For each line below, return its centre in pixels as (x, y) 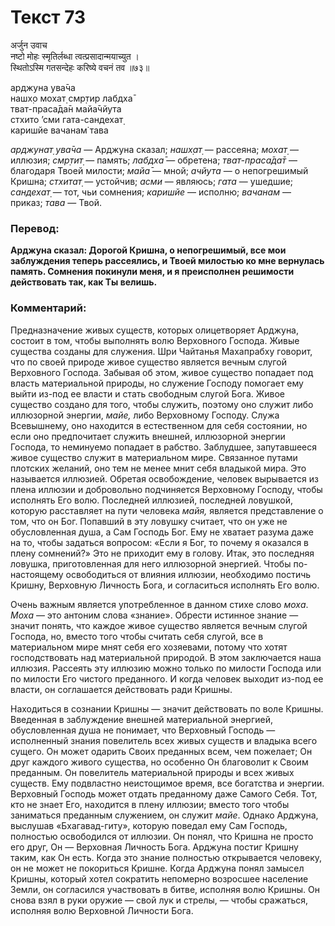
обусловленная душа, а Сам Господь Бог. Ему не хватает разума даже (162, 532)
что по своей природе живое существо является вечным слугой (148, 362)
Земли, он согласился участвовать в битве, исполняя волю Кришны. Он (165, 889)
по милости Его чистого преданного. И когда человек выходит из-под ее (167, 678)
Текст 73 (48, 17)
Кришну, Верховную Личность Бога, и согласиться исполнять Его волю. (165, 585)
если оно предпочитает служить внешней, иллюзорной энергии (148, 436)
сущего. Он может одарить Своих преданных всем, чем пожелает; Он (161, 751)
